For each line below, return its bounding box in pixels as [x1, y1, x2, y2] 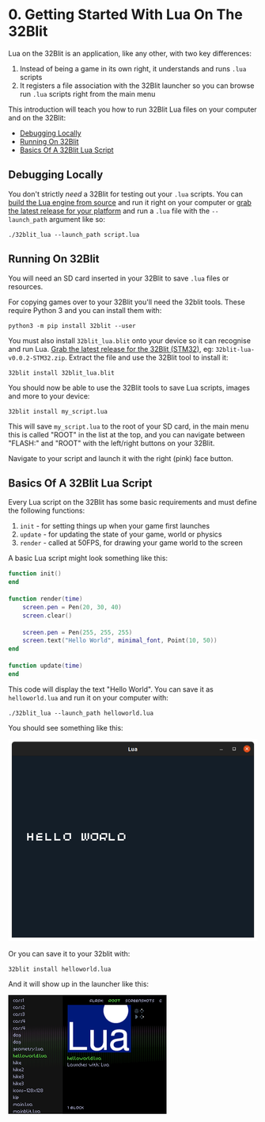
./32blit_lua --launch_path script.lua [8, 231, 140, 239]
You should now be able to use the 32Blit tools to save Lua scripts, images [8, 383, 251, 392]
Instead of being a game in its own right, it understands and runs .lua [19, 63, 247, 73]
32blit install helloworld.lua [8, 965, 112, 974]
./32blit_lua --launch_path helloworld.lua [8, 709, 154, 717]
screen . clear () [22, 612, 73, 620]
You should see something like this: [8, 723, 124, 732]
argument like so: [48, 214, 105, 223]
